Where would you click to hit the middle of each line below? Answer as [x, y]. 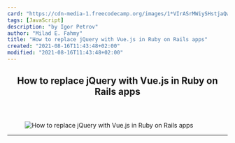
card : [15, 14]
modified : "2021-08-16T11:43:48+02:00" [65, 53]
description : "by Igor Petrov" [53, 27]
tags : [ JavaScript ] [36, 20]
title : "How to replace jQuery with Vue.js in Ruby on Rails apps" [108, 40]
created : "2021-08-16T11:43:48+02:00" [64, 46]
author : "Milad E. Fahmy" [45, 33]
